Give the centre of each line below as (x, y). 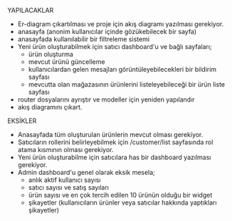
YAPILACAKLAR (31, 10)
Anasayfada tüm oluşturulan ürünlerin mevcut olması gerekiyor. (110, 135)
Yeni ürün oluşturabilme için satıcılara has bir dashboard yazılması (114, 157)
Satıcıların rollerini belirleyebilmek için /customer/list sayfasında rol (115, 142)
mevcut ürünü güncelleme (67, 62)
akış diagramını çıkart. (50, 107)
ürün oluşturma (51, 54)
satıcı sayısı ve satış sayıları (68, 187)
